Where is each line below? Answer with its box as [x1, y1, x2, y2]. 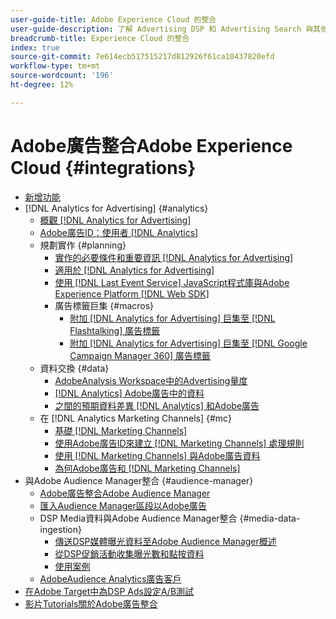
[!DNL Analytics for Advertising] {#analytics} [24, 202, 209, 214]
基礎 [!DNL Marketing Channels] [54, 424, 188, 436]
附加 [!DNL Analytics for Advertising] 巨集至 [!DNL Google [69, 337, 308, 349]
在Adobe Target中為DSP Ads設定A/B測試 [24, 585, 195, 597]
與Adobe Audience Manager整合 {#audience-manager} [24, 474, 254, 486]
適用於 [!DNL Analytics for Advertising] [54, 264, 215, 276]
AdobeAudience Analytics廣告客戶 [39, 572, 182, 585]
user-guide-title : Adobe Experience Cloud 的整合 [10, 14, 217, 25]
